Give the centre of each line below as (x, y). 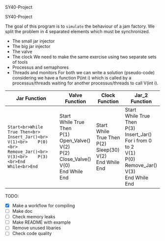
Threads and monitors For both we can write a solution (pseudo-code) (83, 73)
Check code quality (32, 234)
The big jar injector (31, 46)
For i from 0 (138, 141)
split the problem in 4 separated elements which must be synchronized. (78, 31)
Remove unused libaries (37, 228)
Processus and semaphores (40, 67)
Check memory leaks (34, 217)
